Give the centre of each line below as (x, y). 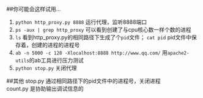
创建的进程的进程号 (56, 45)
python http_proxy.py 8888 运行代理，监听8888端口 (81, 22)
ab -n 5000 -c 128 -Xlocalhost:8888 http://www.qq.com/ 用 (91, 53)
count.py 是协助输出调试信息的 (45, 89)
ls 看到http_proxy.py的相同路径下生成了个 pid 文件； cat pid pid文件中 (103, 37)
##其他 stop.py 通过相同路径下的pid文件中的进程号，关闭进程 (83, 81)
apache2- (178, 53)
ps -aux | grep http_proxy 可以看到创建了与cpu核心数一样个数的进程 (103, 30)
